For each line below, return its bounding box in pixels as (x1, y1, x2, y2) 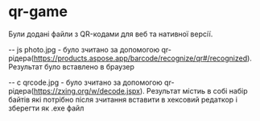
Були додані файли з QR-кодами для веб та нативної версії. (8, 29, 213, 39)
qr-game (8, 2, 68, 21)
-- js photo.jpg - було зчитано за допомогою (8, 44, 160, 54)
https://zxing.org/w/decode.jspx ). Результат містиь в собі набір (33, 86, 248, 95)
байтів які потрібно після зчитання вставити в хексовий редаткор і (8, 94, 237, 104)
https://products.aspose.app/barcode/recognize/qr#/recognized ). (33, 53, 252, 63)
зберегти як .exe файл (8, 103, 85, 113)
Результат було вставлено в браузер (8, 61, 135, 71)
